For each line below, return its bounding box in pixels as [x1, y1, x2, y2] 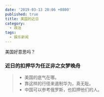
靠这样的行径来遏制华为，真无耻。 [24, 81, 94, 87]
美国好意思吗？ [5, 49, 35, 55]
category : [5, 21, 26, 26]
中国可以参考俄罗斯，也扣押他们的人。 [24, 87, 102, 93]
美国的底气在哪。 [24, 74, 59, 80]
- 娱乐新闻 [9, 35, 29, 40]
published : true [5, 12, 38, 17]
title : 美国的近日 [5, 16, 39, 21]
